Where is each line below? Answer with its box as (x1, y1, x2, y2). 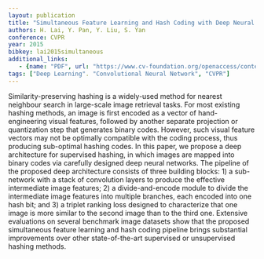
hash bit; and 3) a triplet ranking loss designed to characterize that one (8, 199, 238, 209)
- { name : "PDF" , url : (18, 63, 90, 71)
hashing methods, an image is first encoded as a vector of (8, 108, 196, 118)
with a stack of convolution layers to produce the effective (36, 174, 225, 184)
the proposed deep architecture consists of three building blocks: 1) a (8, 166, 233, 176)
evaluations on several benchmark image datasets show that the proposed (8, 217, 250, 226)
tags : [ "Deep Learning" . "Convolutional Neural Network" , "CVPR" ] (8, 70, 230, 78)
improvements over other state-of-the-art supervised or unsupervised (8, 233, 236, 243)
